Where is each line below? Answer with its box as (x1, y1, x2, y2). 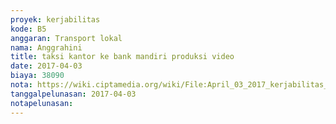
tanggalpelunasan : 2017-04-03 (10, 89, 137, 99)
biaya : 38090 (10, 71, 65, 81)
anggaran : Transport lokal (10, 33, 123, 43)
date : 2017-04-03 (10, 61, 83, 71)
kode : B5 (10, 24, 47, 34)
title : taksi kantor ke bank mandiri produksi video (10, 52, 235, 62)
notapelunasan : (10, 98, 74, 108)
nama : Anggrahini (10, 42, 83, 53)
